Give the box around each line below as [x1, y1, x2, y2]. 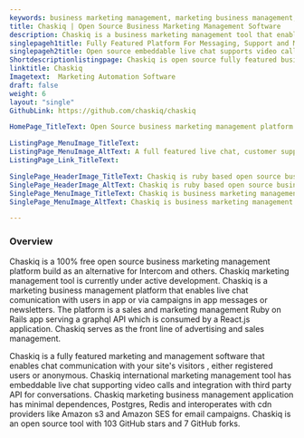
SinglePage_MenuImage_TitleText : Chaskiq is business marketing [9, 189, 257, 198]
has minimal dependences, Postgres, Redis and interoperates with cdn [9, 398, 272, 409]
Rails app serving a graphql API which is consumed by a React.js [9, 314, 251, 325]
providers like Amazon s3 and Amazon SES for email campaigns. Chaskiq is [9, 408, 291, 419]
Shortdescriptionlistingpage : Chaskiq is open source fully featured [9, 55, 278, 64]
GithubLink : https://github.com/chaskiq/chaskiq [9, 106, 196, 115]
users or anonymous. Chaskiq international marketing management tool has [9, 369, 292, 381]
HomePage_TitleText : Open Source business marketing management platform [9, 122, 294, 131]
